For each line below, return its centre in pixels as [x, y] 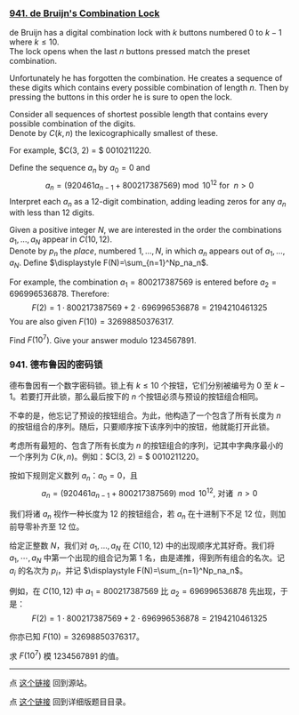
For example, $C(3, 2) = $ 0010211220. [81, 150]
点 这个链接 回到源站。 [50, 683]
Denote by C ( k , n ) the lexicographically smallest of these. [114, 133]
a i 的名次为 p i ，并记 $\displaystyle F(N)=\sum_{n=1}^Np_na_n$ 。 [128, 572]
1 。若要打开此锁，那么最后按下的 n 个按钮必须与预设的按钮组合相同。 [136, 397]
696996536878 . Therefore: [59, 293]
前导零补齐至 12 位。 [47, 526]
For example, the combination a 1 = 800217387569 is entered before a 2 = [143, 283]
